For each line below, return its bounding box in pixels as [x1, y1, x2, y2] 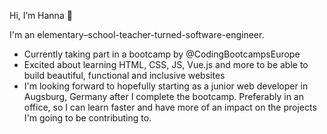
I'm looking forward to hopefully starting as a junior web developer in [23, 80, 309, 92]
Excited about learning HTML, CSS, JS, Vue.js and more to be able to [23, 59, 309, 70]
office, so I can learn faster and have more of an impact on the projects [23, 101, 317, 113]
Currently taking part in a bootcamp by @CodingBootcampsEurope [23, 48, 301, 60]
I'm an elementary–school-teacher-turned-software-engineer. [9, 29, 265, 40]
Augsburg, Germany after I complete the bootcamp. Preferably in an [23, 91, 304, 102]
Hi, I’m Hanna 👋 [9, 10, 73, 21]
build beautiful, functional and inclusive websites [23, 70, 226, 81]
